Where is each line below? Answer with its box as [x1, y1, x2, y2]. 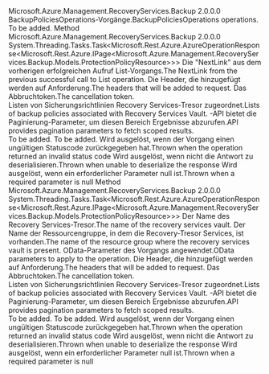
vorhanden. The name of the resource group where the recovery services [8, 237, 251, 246]
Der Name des [181, 212, 230, 220]
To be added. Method [8, 23, 80, 33]
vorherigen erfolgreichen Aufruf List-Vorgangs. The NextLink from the [8, 66, 238, 76]
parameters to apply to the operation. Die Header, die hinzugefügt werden [8, 254, 253, 263]
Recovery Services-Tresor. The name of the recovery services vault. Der [8, 220, 247, 229]
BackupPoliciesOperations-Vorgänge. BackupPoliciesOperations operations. [8, 14, 259, 24]
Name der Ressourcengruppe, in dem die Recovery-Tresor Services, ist [8, 228, 244, 238]
